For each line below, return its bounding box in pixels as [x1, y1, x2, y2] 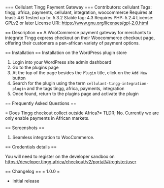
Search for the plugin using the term [12, 80, 86, 86]
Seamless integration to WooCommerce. [12, 135, 95, 140]
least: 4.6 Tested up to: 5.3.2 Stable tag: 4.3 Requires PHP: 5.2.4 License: [5, 15, 154, 20]
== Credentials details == [5, 144, 57, 150]
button [12, 75, 26, 81]
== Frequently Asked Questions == [5, 100, 76, 106]
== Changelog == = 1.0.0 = [5, 168, 60, 174]
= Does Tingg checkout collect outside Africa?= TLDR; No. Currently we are [5, 110, 159, 116]
